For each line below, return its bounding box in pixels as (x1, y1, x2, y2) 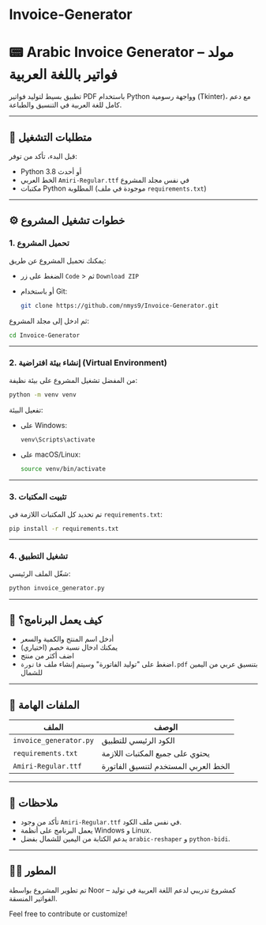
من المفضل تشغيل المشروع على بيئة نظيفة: (9, 375, 138, 385)
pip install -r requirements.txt (9, 525, 119, 533)
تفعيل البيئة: (9, 405, 43, 415)
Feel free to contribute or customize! (9, 908, 128, 919)
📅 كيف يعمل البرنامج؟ (9, 613, 103, 627)
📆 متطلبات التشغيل (9, 131, 92, 144)
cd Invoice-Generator (9, 331, 81, 339)
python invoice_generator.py (9, 584, 105, 592)
